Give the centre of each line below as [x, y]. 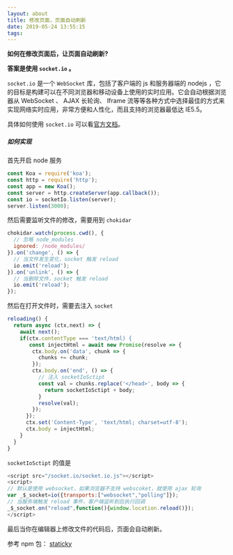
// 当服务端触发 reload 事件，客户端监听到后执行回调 [76, 502]
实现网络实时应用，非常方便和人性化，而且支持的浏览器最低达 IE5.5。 [107, 109]
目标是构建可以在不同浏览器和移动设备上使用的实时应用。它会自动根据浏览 [120, 92]
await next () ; [40, 331]
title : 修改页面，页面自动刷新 [47, 20]
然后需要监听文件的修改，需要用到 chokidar [70, 220]
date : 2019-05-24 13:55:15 [46, 26]
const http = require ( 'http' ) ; [53, 180]
